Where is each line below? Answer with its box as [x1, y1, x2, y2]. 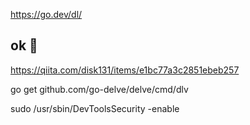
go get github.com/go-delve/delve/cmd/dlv [10, 83, 189, 95]
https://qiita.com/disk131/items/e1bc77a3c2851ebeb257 [10, 64, 240, 76]
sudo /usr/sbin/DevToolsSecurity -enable [10, 102, 180, 114]
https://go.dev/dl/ [10, 9, 83, 20]
